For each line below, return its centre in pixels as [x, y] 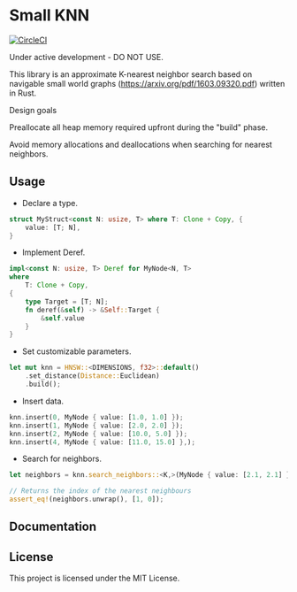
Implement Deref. [53, 252]
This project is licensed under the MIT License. [95, 578]
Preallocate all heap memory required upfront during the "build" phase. [139, 127]
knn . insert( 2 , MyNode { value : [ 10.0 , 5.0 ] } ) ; [99, 434]
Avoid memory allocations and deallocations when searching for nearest [141, 144]
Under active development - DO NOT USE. [86, 57]
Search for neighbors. [61, 459]
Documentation [53, 527]
